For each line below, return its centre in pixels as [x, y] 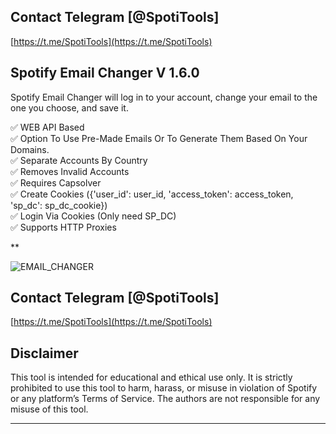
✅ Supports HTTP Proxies [63, 227]
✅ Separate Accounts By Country [79, 160]
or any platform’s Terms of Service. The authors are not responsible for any [165, 399]
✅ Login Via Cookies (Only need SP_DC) [93, 216]
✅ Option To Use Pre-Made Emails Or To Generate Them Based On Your [159, 138]
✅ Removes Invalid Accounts [70, 171]
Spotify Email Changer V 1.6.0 [105, 73]
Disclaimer [44, 353]
